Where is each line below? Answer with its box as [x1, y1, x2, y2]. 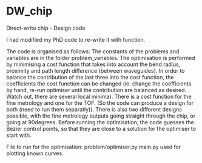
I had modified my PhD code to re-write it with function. [6, 36, 146, 43]
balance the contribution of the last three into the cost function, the [6, 73, 174, 81]
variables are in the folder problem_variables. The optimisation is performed [6, 54, 195, 61]
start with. [6, 131, 32, 139]
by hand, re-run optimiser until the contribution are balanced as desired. [6, 86, 187, 93]
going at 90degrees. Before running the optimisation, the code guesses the [6, 118, 194, 125]
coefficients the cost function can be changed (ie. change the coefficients [6, 80, 192, 87]
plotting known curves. [6, 150, 64, 157]
